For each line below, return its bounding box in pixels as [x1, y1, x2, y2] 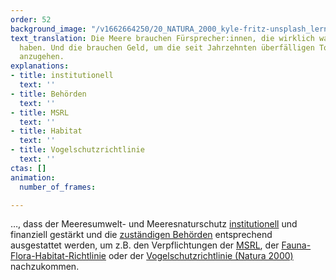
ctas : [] [10, 163, 47, 173]
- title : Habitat [10, 126, 83, 136]
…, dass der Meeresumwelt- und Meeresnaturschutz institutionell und [10, 218, 298, 230]
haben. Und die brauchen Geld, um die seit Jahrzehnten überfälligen [19, 42, 315, 53]
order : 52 [10, 14, 52, 25]
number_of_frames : [19, 182, 97, 192]
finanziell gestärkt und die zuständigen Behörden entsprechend [10, 229, 273, 241]
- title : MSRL [10, 107, 70, 118]
